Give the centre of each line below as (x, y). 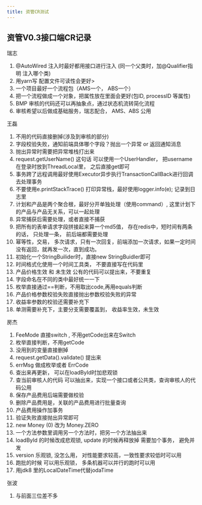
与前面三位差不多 (37, 496)
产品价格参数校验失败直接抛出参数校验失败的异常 (76, 295)
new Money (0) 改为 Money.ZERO (57, 425)
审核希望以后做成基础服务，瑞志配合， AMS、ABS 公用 (83, 111)
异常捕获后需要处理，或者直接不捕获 (60, 219)
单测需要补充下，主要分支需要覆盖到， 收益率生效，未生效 (87, 310)
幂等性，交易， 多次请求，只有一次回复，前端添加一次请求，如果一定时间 (105, 242)
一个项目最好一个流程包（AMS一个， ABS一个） (75, 88)
